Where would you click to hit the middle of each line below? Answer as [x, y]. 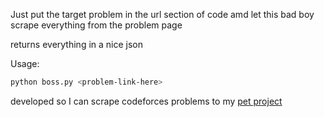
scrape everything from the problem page [96, 25]
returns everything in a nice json [77, 44]
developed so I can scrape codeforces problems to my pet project [146, 101]
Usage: [25, 63]
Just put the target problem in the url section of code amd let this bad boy [162, 14]
